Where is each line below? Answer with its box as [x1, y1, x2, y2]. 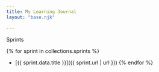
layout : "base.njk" [6, 14, 55, 20]
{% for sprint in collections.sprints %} [6, 47, 100, 54]
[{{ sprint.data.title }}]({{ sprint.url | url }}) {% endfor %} [14, 59, 154, 66]
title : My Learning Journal [6, 8, 77, 15]
